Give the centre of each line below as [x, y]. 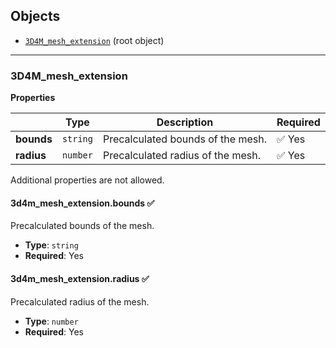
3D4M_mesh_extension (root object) [94, 40]
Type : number [51, 321]
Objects [35, 16]
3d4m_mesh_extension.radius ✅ [80, 278]
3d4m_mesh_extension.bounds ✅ [82, 203]
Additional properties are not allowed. [87, 180]
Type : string [51, 245]
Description [185, 122]
